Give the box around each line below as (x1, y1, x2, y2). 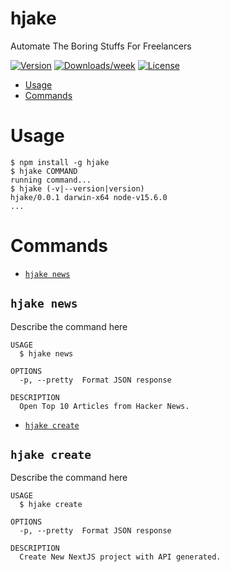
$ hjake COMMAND (10, 166, 78, 176)
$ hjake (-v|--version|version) (10, 183, 145, 194)
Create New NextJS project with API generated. (19, 552, 222, 562)
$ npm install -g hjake (10, 157, 110, 167)
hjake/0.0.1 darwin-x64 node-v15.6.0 (10, 192, 168, 202)
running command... (10, 175, 92, 185)
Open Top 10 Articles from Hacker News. (19, 401, 190, 411)
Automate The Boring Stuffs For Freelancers (10, 40, 192, 52)
